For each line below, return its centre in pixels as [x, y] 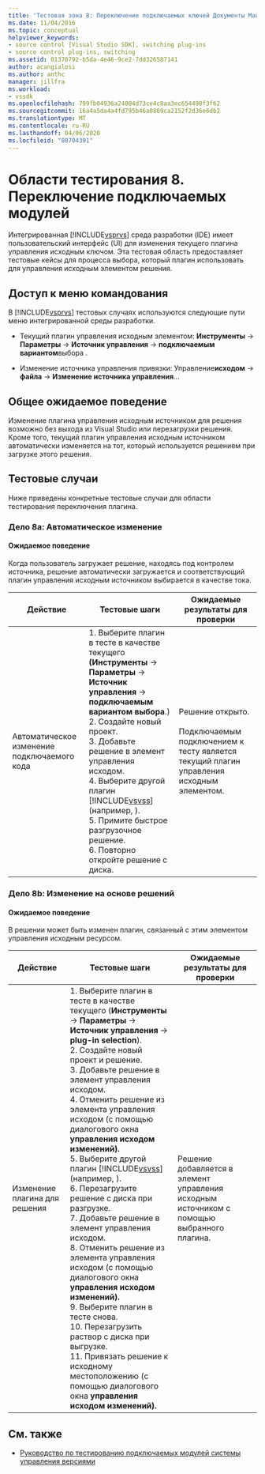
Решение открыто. [214, 712]
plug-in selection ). [106, 1040]
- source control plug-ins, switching [72, 52]
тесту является [208, 751]
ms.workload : [30, 89]
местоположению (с [109, 1376]
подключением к [211, 741]
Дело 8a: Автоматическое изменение [86, 526]
